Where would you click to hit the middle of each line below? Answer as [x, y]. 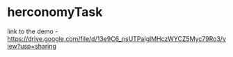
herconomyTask [55, 12]
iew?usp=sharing [32, 46]
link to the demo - [33, 31]
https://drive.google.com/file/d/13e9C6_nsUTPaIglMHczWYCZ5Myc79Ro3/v [116, 38]
